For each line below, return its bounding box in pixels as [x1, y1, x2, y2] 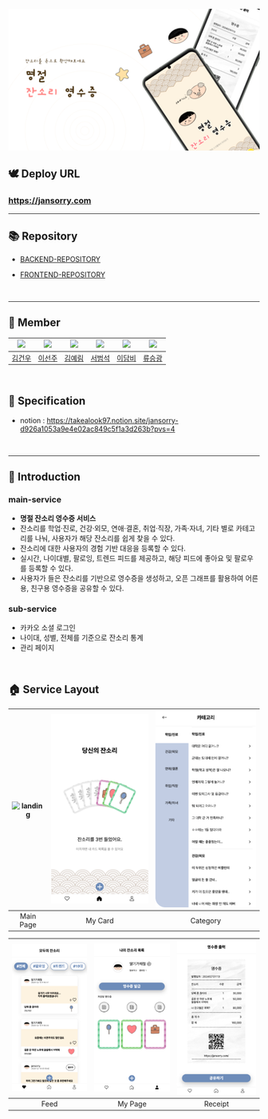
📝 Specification [8, 395, 86, 408]
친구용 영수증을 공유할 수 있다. [30, 583, 124, 593]
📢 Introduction [8, 470, 81, 484]
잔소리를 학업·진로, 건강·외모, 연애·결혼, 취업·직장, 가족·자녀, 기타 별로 [19, 523, 235, 533]
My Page [117, 1099, 148, 1109]
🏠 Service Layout [8, 683, 100, 696]
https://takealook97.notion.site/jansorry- [46, 415, 179, 425]
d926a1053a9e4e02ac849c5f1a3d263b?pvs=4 [19, 424, 175, 434]
